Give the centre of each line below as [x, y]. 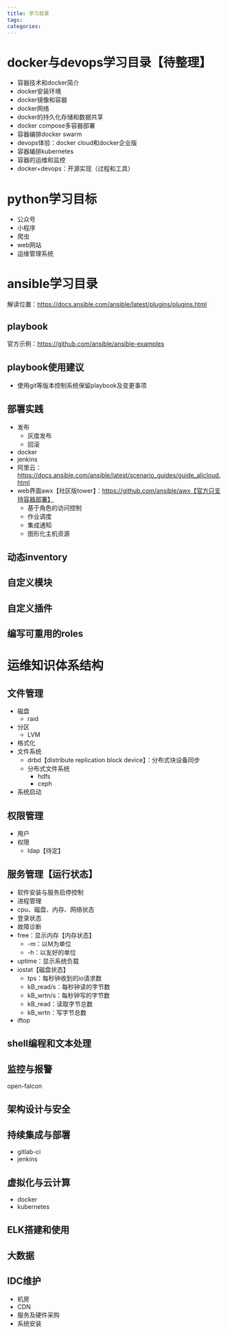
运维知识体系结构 [56, 666]
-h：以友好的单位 [52, 952]
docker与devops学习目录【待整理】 [109, 62]
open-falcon [25, 1086]
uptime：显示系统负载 [48, 961]
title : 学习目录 [28, 13]
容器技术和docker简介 [48, 82]
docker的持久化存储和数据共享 [60, 117]
